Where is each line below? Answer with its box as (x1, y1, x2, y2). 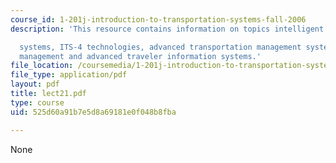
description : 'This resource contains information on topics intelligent (10, 24, 325, 34)
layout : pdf (10, 79, 60, 90)
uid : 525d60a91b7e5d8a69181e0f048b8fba (10, 107, 177, 117)
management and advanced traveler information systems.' (19, 51, 262, 61)
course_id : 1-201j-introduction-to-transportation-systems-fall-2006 (10, 14, 307, 25)
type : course (10, 97, 65, 108)
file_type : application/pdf (10, 70, 128, 80)
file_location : (10, 61, 74, 71)
